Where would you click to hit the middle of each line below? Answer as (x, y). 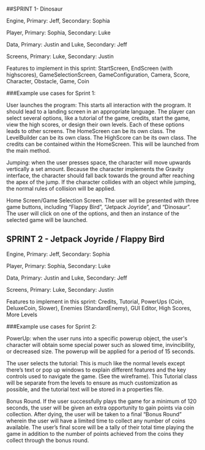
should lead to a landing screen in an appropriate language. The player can (101, 112)
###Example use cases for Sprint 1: (51, 93)
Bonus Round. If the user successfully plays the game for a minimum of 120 (102, 401)
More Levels (22, 315)
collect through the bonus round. (48, 440)
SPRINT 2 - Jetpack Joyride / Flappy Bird (86, 239)
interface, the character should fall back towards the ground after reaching (100, 175)
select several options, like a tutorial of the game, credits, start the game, (98, 118)
